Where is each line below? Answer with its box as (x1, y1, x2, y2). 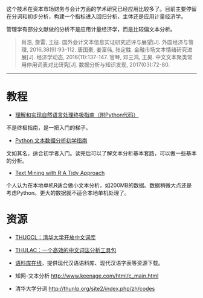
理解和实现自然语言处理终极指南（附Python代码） (14, 111, 139, 118)
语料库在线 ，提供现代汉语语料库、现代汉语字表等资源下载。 (14, 259, 164, 267)
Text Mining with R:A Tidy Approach (14, 169, 105, 176)
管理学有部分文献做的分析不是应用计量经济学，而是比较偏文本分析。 (6, 26, 176, 33)
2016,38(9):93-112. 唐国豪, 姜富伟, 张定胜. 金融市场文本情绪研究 (29, 46, 187, 53)
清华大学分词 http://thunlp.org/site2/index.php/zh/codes (14, 285, 155, 292)
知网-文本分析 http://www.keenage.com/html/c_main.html (14, 272, 159, 279)
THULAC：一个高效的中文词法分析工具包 (14, 246, 117, 253)
